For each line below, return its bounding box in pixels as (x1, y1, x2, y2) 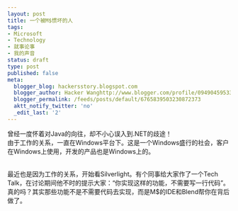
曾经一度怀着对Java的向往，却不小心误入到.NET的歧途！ (7, 129, 172, 138)
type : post (7, 63, 40, 70)
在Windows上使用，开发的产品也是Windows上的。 (7, 147, 155, 156)
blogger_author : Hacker (13, 89, 84, 96)
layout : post (7, 10, 46, 18)
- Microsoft (7, 30, 42, 38)
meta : (7, 76, 23, 84)
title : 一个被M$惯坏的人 (7, 17, 73, 24)
